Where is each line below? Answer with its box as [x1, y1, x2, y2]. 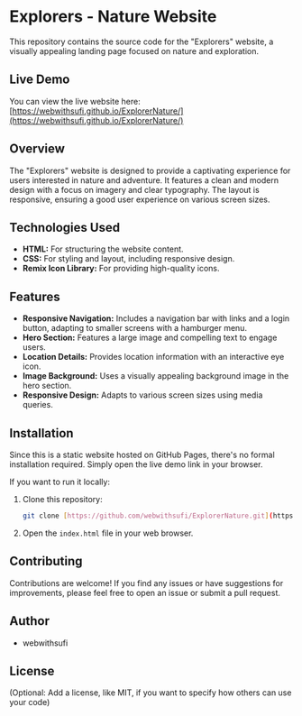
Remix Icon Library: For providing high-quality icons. [22, 263, 220, 274]
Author [9, 613, 50, 629]
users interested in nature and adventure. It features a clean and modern [9, 174, 279, 186]
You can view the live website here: [9, 96, 142, 106]
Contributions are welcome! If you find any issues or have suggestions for [9, 577, 284, 588]
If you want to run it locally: [9, 476, 111, 487]
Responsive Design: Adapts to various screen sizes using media [22, 390, 263, 400]
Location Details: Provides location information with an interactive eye [22, 352, 285, 363]
